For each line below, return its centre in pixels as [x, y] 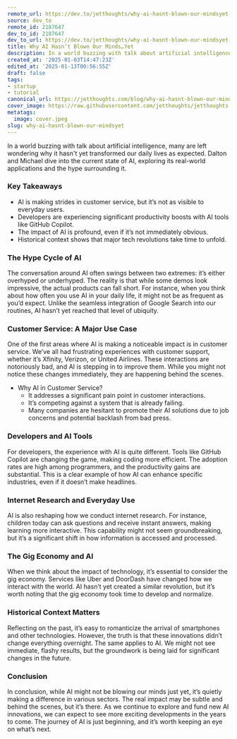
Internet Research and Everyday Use [71, 500]
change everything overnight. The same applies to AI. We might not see [111, 643]
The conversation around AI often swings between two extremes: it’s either [116, 273]
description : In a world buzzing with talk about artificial [99, 54]
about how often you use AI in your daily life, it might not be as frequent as [115, 296]
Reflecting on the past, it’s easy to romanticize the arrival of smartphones [114, 628]
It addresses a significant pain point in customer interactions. [117, 396]
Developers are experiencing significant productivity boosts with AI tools [123, 217]
